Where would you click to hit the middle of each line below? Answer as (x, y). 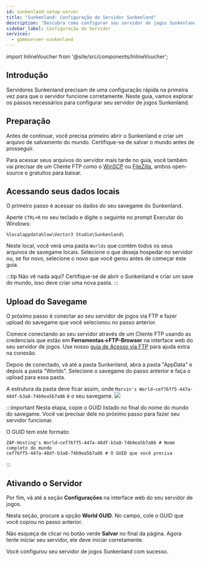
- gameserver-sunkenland (42, 39)
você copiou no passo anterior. (44, 522)
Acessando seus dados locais (63, 192)
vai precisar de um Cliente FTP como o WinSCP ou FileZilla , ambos (89, 166)
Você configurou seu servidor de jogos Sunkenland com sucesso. (87, 551)
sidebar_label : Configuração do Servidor (59, 28)
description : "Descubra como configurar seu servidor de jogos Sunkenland (101, 23)
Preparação (28, 121)
